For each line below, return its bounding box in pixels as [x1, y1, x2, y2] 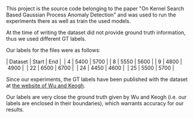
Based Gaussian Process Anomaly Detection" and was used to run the [6, 11, 176, 18]
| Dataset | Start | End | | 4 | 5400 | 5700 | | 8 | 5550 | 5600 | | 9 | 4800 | [6, 58, 182, 65]
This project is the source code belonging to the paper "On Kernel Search [6, 5, 185, 12]
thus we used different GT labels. [6, 35, 86, 42]
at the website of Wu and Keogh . [6, 82, 86, 89]
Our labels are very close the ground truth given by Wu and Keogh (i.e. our [6, 94, 187, 100]
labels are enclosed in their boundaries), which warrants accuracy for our [6, 100, 184, 107]
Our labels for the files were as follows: [6, 47, 101, 54]
